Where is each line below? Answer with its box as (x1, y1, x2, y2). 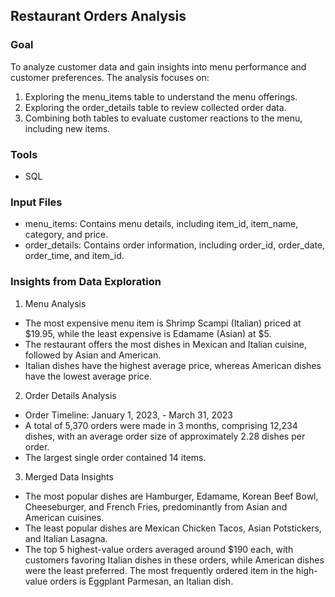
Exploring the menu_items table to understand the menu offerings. (24, 90, 298, 103)
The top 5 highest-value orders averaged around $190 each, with (24, 543, 294, 555)
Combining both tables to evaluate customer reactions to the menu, (24, 112, 303, 124)
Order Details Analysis (24, 389, 117, 401)
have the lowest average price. (24, 370, 152, 382)
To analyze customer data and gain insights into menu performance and (10, 60, 307, 73)
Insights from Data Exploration (10, 275, 162, 289)
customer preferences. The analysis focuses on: (10, 71, 210, 83)
